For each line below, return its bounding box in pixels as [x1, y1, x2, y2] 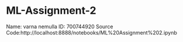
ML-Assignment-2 [6, 4, 96, 17]
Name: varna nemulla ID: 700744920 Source [6, 23, 113, 30]
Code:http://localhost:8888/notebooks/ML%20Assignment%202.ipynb [6, 29, 177, 36]
